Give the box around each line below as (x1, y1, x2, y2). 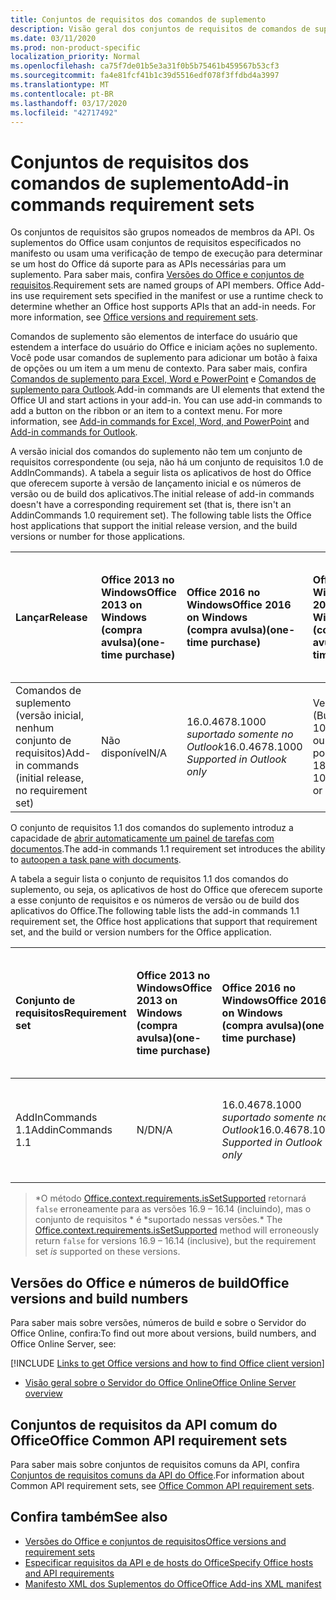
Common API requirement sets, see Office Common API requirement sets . (10, 1479, 315, 1491)
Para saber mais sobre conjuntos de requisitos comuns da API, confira (10, 1458, 300, 1470)
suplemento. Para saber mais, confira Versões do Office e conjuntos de (10, 269, 305, 281)
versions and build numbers (10, 1290, 189, 1307)
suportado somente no (186, 727, 294, 741)
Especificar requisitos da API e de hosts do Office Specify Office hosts (24, 1556, 314, 1568)
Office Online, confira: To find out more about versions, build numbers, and (10, 1327, 317, 1340)
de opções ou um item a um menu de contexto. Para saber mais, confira (10, 362, 308, 375)
